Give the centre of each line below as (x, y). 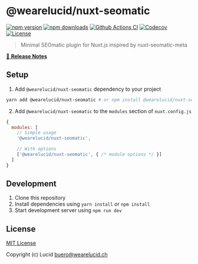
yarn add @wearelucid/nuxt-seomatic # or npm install (74, 100)
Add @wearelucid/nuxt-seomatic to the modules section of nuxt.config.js (103, 111)
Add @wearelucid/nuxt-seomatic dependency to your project (88, 89)
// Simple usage (37, 133)
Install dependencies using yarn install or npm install (82, 204)
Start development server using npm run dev (68, 210)
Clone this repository (40, 198)
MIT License (21, 243)
